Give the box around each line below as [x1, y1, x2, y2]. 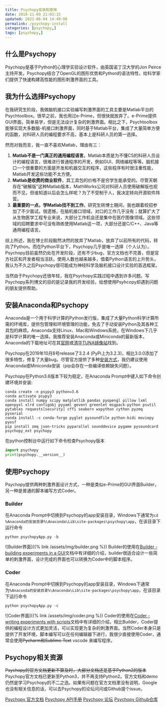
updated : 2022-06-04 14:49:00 [5, 16, 68, 21]
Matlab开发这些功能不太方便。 [12, 171, 74, 177]
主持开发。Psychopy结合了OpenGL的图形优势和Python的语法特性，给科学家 [5, 70, 161, 76]
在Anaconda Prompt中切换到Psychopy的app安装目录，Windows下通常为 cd [5, 512, 159, 518]
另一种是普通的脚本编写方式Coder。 [5, 488, 79, 494]
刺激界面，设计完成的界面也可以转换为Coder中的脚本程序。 [13, 556, 135, 562]
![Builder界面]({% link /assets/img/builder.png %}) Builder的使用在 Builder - [5, 544, 158, 550]
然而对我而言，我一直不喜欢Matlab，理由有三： [5, 142, 102, 148]
